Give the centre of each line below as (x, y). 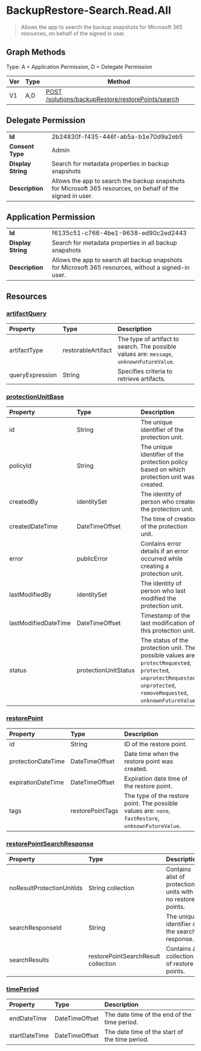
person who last (163, 591)
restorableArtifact (87, 350)
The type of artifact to (148, 339)
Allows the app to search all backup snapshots (117, 260)
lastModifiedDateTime (40, 623)
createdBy (24, 502)
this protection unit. (168, 631)
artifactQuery (26, 314)
